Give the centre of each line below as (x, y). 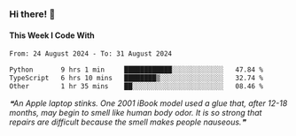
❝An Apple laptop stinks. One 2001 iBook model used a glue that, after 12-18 (148, 103)
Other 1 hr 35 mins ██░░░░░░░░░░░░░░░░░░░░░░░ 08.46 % (136, 86)
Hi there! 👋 (32, 14)
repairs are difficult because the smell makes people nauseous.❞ (128, 122)
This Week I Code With (52, 35)
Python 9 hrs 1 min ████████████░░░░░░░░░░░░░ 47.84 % (136, 70)
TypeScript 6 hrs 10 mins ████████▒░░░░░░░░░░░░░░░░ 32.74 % (136, 78)
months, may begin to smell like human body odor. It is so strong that (136, 112)
